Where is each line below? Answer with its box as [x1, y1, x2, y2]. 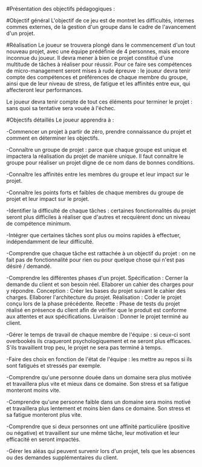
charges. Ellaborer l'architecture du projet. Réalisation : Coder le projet [6, 293, 182, 301]
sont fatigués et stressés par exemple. [6, 362, 102, 369]
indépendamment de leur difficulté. [6, 238, 94, 245]
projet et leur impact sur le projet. [6, 195, 90, 202]
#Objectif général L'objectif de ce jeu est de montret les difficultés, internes [6, 17, 195, 24]
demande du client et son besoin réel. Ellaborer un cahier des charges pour [6, 281, 194, 288]
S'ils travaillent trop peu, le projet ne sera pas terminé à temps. [6, 344, 163, 351]
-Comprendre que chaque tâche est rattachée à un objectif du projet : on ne [6, 250, 196, 256]
